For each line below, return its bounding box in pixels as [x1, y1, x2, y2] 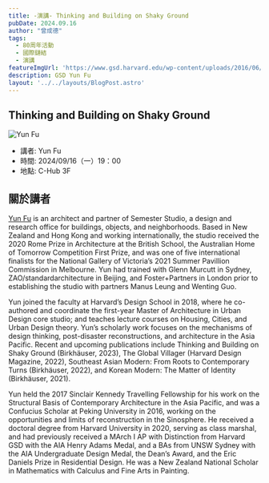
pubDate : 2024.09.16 [8, 19, 78, 27]
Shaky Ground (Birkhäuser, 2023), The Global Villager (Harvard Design [8, 348, 242, 358]
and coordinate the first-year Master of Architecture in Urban [39, 306, 242, 316]
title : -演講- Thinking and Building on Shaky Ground [8, 11, 190, 20]
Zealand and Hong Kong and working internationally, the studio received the [8, 231, 259, 240]
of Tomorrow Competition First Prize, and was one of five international [8, 248, 240, 257]
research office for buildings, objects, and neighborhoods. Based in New [8, 222, 248, 232]
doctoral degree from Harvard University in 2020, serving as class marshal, [8, 424, 257, 433]
